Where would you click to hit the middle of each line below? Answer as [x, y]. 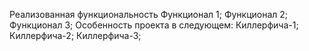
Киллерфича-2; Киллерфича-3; [75, 35]
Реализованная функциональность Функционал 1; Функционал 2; [149, 14]
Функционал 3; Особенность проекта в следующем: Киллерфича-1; [154, 25]
